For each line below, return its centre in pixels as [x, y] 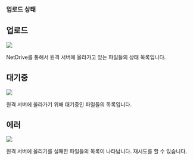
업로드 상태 [21, 9]
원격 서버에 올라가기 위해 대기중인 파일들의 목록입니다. [69, 104]
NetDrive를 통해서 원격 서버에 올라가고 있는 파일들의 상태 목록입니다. [86, 57]
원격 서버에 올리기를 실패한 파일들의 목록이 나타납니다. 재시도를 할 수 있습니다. [97, 151]
